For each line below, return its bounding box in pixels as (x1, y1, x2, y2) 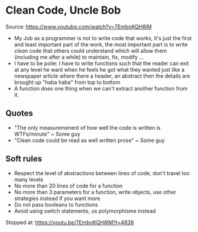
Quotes (5, 108, 34, 118)
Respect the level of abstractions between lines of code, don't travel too (14, 169, 190, 176)
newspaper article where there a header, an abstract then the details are (14, 72, 190, 79)
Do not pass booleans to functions (14, 201, 98, 208)
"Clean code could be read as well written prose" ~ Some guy (14, 137, 165, 144)
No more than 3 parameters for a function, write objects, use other (14, 188, 177, 195)
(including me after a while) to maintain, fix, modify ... (14, 53, 144, 60)
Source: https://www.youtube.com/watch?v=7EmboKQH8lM (5, 23, 152, 30)
